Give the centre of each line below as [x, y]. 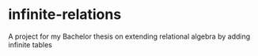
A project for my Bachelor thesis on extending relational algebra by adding [129, 36]
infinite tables [30, 44]
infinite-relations [65, 15]
